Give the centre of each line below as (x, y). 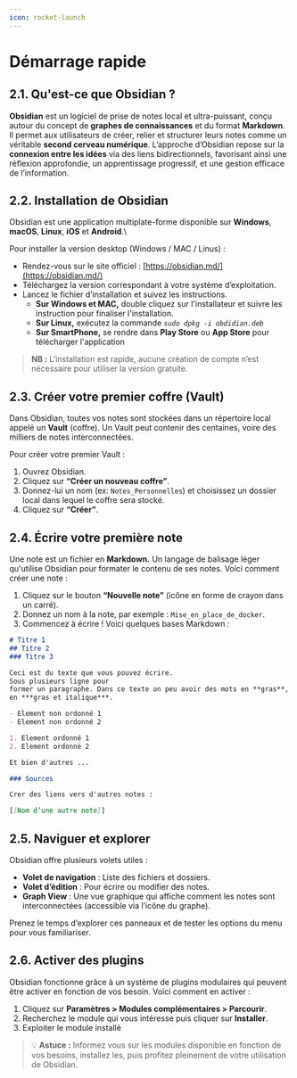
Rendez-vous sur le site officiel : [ (84, 266)
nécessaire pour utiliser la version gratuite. (110, 369)
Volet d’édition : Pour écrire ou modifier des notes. (115, 887)
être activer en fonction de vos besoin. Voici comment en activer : (130, 992)
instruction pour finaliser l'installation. (104, 314)
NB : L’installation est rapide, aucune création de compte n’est (145, 359)
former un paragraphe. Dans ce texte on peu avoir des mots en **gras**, (149, 689)
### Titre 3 (31, 656)
